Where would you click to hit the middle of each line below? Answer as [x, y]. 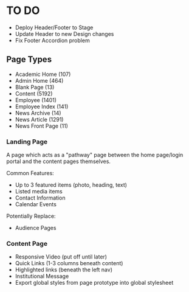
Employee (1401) [36, 100]
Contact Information [40, 198]
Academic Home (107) [43, 74]
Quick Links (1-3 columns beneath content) [69, 263]
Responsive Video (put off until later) [61, 257]
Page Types [29, 59]
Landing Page [27, 142]
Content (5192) [34, 93]
